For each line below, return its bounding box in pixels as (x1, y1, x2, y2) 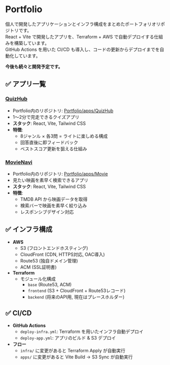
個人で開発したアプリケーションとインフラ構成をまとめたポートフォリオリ (5, 21, 161, 27)
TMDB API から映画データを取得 (20, 196, 88, 202)
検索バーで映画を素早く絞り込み (20, 202, 87, 209)
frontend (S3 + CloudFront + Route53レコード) (27, 287, 126, 293)
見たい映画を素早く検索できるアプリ (12, 177, 89, 183)
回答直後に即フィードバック (20, 139, 79, 145)
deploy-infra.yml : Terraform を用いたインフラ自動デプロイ (20, 328, 144, 335)
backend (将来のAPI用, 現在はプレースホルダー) (27, 293, 125, 300)
